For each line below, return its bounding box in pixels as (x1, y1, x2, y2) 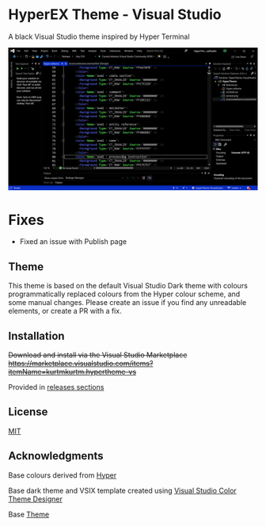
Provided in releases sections (8, 382, 104, 391)
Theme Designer (8, 494, 63, 504)
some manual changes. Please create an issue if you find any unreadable (8, 298, 247, 307)
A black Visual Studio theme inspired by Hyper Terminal (8, 32, 190, 41)
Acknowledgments (8, 449, 104, 463)
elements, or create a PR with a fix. (8, 307, 122, 316)
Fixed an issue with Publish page (19, 237, 127, 246)
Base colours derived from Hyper (8, 470, 117, 480)
